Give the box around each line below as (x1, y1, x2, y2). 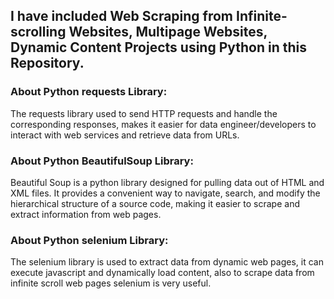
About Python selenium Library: (10, 233, 169, 247)
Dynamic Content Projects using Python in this (10, 39, 308, 56)
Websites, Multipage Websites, (68, 24, 268, 41)
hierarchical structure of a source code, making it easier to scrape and (10, 197, 300, 209)
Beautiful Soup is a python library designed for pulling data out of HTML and (10, 176, 325, 188)
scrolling (10, 24, 67, 41)
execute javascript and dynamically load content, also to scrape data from (10, 267, 315, 279)
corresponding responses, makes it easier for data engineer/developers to (10, 118, 317, 130)
